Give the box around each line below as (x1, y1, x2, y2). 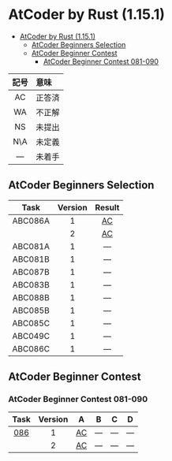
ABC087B (12, 266, 50, 277)
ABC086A (12, 215, 50, 226)
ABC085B (12, 305, 50, 316)
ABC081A (12, 240, 50, 251)
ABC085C (12, 318, 50, 329)
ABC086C (12, 343, 50, 354)
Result (95, 202, 120, 213)
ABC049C (12, 330, 50, 341)
